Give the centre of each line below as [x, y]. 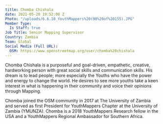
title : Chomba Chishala [29, 10]
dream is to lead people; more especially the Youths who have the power [79, 75]
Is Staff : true [25, 28]
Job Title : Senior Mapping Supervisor [45, 32]
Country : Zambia [22, 37]
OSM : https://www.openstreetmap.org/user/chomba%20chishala [72, 51]
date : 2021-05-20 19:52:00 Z [35, 14]
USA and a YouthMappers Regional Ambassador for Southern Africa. [74, 116]
